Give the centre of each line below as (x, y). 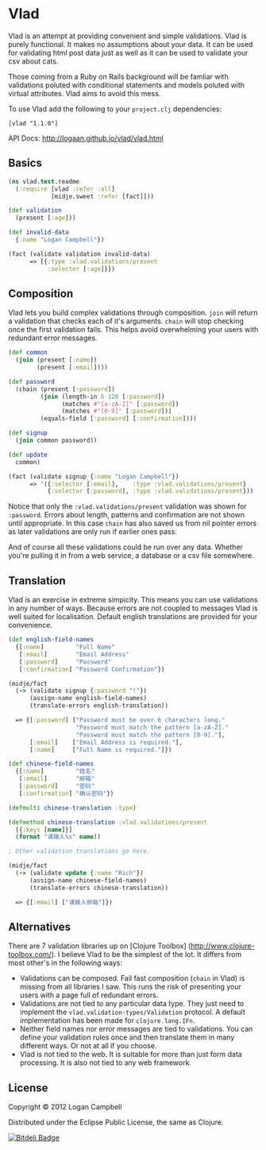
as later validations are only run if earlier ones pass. (93, 532)
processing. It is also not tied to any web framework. (106, 1063)
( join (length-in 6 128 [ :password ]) (102, 397)
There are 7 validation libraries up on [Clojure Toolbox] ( (100, 946)
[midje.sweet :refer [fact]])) (102, 196)
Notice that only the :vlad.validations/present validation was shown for (128, 506)
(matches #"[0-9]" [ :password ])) (117, 411)
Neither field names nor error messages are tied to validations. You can (136, 1029)
